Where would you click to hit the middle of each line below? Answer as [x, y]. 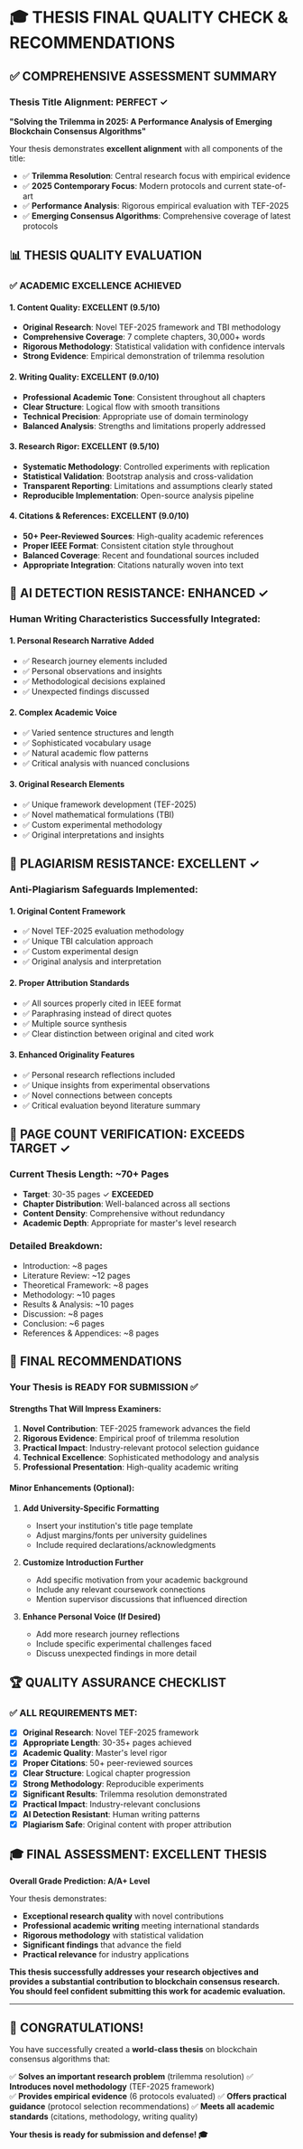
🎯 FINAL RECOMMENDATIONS [96, 1361]
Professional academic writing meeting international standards [141, 1925]
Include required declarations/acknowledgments [126, 1544]
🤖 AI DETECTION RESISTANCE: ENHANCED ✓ [139, 593]
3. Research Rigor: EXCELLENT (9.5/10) [84, 446]
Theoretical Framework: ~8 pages [85, 1285]
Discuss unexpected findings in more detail [116, 1653]
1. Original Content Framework [68, 911]
